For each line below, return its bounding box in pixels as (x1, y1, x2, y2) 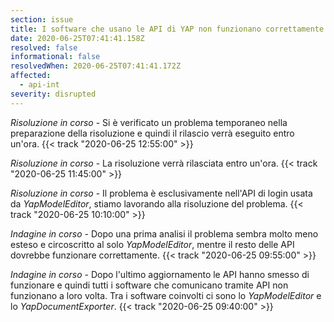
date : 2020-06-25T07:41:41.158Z (10, 33, 145, 43)
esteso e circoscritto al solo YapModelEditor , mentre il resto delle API (10, 238, 295, 250)
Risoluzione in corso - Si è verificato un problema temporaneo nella (10, 116, 288, 128)
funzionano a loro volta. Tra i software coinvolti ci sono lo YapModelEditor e (10, 289, 322, 301)
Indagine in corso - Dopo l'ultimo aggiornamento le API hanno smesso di (10, 268, 310, 280)
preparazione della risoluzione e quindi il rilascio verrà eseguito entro (10, 127, 295, 139)
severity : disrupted (10, 89, 97, 99)
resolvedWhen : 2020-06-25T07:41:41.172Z (10, 61, 182, 71)
